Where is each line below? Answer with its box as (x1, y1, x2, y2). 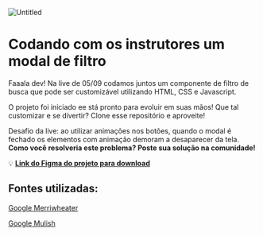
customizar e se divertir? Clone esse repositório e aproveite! (8, 110, 205, 120)
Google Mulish (8, 219, 56, 228)
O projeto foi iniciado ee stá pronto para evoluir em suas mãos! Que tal (8, 102, 239, 111)
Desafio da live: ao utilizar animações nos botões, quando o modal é (8, 126, 232, 135)
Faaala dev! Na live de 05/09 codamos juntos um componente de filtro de (8, 78, 249, 87)
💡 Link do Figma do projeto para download (8, 158, 151, 168)
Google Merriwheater (8, 203, 79, 212)
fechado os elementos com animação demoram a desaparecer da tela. (8, 134, 240, 144)
